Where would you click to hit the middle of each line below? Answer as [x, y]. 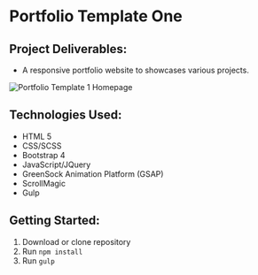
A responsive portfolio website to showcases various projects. [136, 70]
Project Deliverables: [68, 49]
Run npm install [52, 251]
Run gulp [38, 260]
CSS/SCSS [42, 145]
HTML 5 [37, 136]
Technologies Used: [66, 115]
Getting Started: [55, 221]
